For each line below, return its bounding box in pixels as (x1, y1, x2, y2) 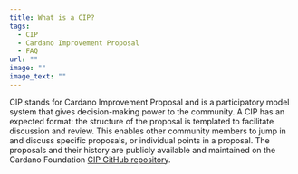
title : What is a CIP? (9, 13, 95, 23)
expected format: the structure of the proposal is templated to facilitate (9, 115, 274, 126)
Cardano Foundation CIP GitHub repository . (9, 154, 171, 165)
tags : (9, 22, 30, 31)
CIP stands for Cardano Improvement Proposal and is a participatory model (9, 96, 290, 107)
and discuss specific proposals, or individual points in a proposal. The (9, 134, 270, 145)
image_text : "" (9, 72, 67, 81)
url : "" (9, 55, 39, 64)
